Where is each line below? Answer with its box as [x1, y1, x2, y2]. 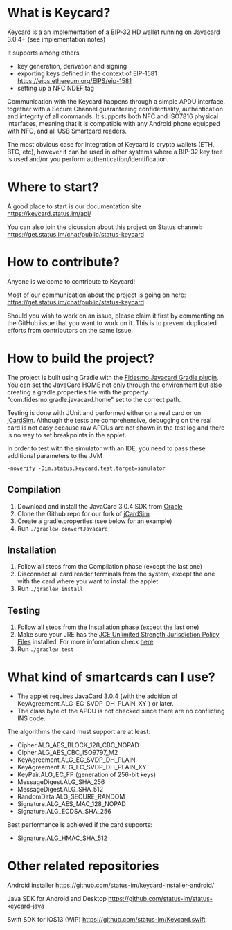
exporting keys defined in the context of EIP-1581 [17, 69, 157, 77]
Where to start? [7, 179, 99, 195]
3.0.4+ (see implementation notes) [7, 35, 106, 43]
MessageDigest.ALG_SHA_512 [17, 785, 104, 794]
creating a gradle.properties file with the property [7, 387, 148, 396]
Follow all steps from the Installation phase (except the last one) [17, 623, 199, 631]
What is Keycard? [7, 5, 111, 21]
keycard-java [7, 902, 45, 911]
